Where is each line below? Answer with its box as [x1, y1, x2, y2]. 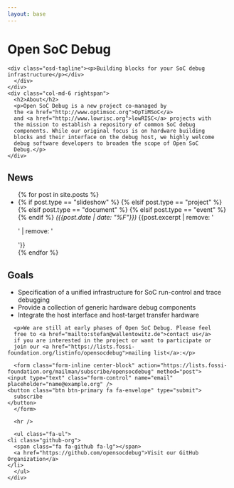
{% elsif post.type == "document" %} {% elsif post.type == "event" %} [17, 205, 226, 214]
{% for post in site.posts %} [17, 190, 100, 199]
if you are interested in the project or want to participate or [14, 337, 212, 345]
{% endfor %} [17, 248, 59, 257]
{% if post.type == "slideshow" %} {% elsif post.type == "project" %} [17, 198, 223, 207]
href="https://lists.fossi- [52, 343, 135, 350]
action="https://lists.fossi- [137, 362, 228, 370]
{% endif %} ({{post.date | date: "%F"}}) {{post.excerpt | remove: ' [17, 213, 214, 222]
